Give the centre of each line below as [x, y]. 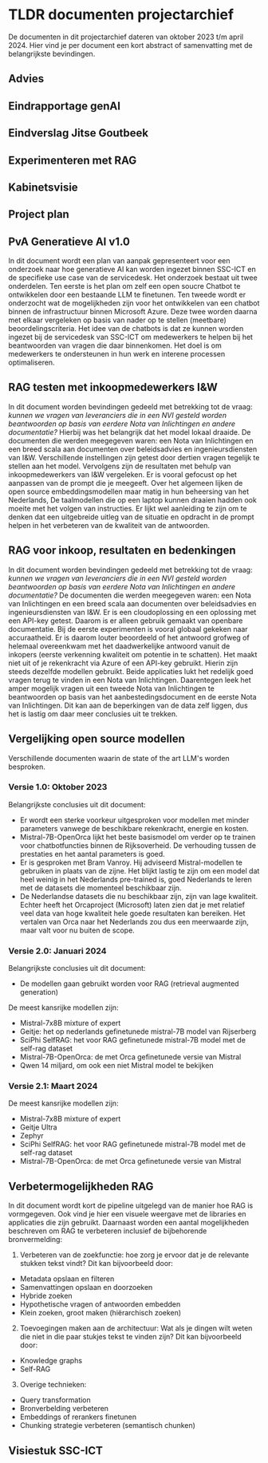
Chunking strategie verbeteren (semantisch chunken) [107, 1426]
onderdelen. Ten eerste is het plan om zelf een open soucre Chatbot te [124, 286]
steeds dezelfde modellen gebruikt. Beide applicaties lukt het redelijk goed [131, 671]
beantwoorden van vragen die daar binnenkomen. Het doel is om [115, 345]
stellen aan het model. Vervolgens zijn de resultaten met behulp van [120, 466]
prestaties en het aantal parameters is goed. [92, 854]
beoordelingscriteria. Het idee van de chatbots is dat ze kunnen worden [126, 329]
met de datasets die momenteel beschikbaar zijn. [100, 888]
